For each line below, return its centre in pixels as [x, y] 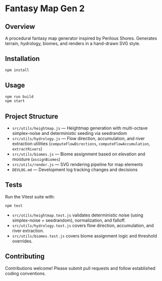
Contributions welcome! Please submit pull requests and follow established [80, 268]
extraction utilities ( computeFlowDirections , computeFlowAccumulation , [81, 144]
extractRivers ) [27, 149]
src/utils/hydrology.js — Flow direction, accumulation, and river [78, 139]
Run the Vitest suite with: [30, 196]
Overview [20, 27]
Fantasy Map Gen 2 [45, 9]
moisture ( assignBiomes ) [36, 159]
